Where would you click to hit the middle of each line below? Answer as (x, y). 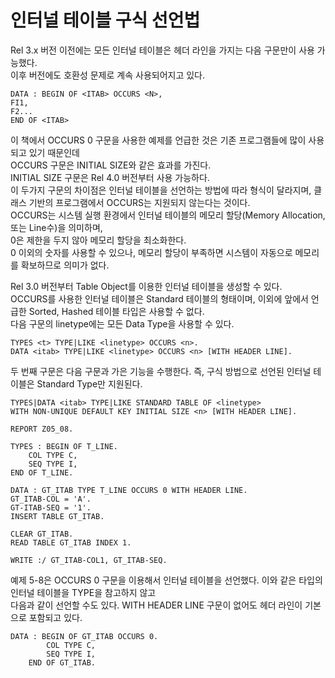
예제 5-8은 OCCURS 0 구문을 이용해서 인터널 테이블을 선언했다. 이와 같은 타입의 (166, 580)
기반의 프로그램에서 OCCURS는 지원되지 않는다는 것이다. (139, 202)
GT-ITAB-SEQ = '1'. (51, 507)
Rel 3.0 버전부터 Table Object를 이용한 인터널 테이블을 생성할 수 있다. (146, 286)
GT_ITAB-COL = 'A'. (51, 499)
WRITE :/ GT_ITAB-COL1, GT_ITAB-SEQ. (89, 560)
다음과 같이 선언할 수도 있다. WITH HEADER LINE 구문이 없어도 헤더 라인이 (156, 605)
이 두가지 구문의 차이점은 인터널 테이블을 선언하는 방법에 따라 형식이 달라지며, (161, 190)
